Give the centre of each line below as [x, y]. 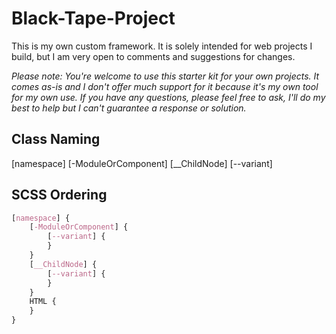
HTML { [43, 302]
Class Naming [56, 139]
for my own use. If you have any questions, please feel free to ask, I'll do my [168, 97]
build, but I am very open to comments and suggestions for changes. [153, 56]
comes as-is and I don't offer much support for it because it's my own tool [165, 86]
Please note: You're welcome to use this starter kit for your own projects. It [165, 76]
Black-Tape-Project [93, 18]
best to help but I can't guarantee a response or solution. [129, 108]
